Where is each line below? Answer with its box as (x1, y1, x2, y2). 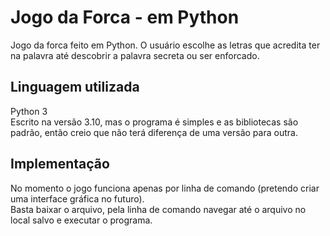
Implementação (10, 156, 110, 173)
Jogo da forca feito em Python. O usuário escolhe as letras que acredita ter (10, 39, 321, 51)
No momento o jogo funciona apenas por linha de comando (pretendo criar (10, 182, 320, 194)
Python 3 (10, 105, 48, 117)
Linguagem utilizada (10, 79, 140, 96)
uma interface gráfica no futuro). (10, 192, 145, 205)
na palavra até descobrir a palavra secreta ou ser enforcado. (10, 49, 260, 61)
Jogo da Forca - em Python (10, 6, 240, 29)
